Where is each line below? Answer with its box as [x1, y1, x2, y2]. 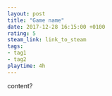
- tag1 [7, 50, 27, 57]
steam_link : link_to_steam [7, 36, 87, 43]
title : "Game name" [7, 17, 65, 24]
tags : [7, 43, 23, 50]
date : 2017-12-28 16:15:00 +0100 [7, 23, 106, 30]
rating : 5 [7, 29, 37, 37]
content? [7, 81, 33, 90]
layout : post [7, 10, 46, 18]
